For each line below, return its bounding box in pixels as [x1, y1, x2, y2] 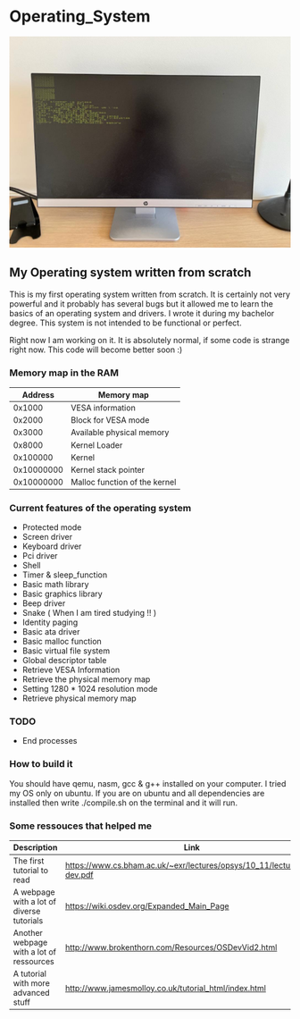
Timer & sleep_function [21, 569, 108, 580]
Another [12, 928, 43, 939]
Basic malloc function [21, 636, 103, 647]
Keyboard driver [21, 541, 82, 552]
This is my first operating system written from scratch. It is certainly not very [9, 289, 291, 299]
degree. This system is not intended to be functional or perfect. [9, 317, 243, 328]
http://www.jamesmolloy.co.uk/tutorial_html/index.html [65, 982, 266, 993]
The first [12, 855, 45, 866]
